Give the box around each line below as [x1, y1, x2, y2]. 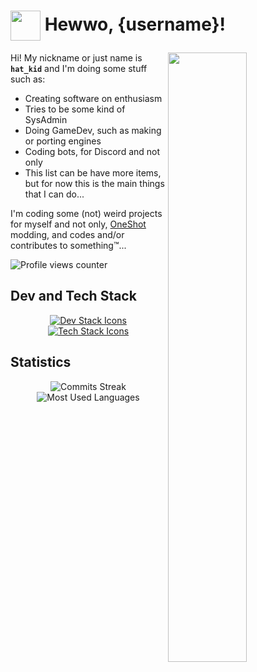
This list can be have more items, [24, 166, 162, 179]
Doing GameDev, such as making [24, 124, 162, 136]
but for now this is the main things [24, 177, 165, 189]
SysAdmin [24, 113, 68, 125]
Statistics [10, 354, 72, 371]
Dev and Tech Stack [10, 288, 137, 305]
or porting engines [24, 135, 102, 147]
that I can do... [24, 188, 85, 200]
